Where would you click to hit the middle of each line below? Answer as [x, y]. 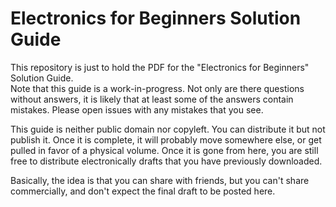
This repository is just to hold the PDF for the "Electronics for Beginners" [160, 67]
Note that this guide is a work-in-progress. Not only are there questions [157, 88]
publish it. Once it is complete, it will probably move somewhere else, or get [166, 139]
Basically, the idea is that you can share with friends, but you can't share [160, 180]
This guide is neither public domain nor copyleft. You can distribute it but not [168, 129]
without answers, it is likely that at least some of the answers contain [152, 99]
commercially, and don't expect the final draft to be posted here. [143, 191]
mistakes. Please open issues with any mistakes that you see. [137, 109]
